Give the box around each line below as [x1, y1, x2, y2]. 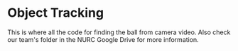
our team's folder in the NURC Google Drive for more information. [7, 35, 199, 43]
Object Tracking [7, 5, 104, 21]
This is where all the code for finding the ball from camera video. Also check [7, 28, 231, 36]
